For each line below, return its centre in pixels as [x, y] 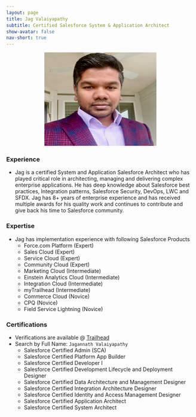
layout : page [22, 13]
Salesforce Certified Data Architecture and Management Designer [105, 382]
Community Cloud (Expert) [57, 264]
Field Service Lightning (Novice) [63, 309]
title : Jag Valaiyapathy [37, 19]
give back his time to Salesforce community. [69, 211]
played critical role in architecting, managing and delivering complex [99, 179]
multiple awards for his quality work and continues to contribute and [99, 204]
